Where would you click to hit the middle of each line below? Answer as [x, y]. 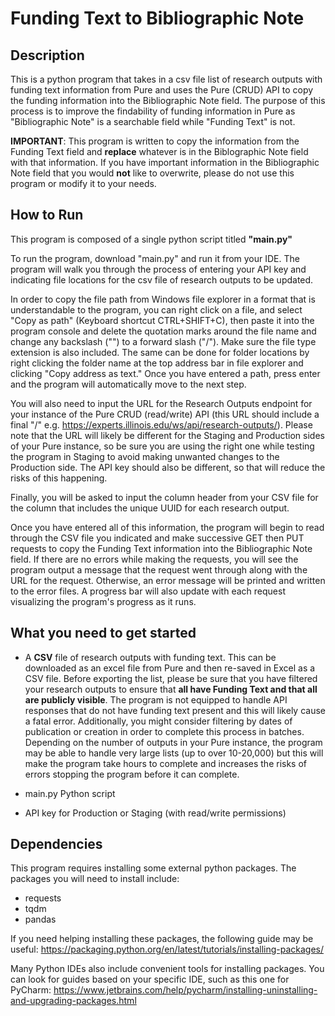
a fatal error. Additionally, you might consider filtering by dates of [158, 721]
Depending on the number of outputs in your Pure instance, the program [173, 742]
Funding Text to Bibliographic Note [157, 18]
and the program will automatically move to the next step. [128, 384]
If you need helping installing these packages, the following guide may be [162, 939]
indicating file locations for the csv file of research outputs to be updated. [162, 279]
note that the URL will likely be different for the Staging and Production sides [167, 435]
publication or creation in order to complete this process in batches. [164, 731]
